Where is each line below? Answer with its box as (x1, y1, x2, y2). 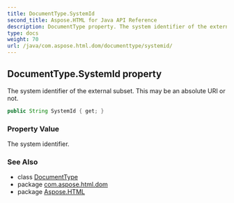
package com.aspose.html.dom (17, 180, 108, 188)
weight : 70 (7, 36, 39, 43)
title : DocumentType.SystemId (7, 10, 95, 17)
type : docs (7, 29, 39, 37)
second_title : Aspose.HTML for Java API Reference (7, 17, 157, 24)
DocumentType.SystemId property (7, 68, 162, 80)
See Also (7, 157, 38, 167)
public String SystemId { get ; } (7, 107, 104, 115)
